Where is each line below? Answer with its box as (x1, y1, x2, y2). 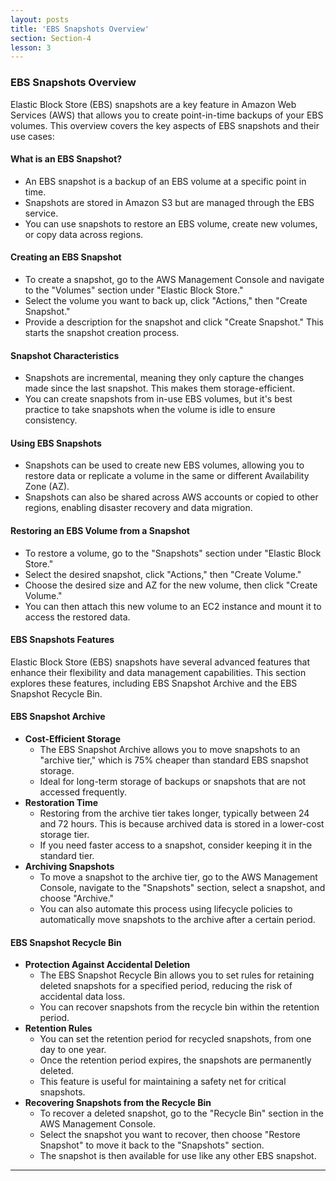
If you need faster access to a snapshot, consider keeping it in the (39, 839, 313, 851)
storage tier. (39, 828, 90, 840)
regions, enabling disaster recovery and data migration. (24, 502, 253, 514)
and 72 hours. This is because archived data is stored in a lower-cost (39, 817, 325, 830)
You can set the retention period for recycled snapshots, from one (39, 1033, 312, 1045)
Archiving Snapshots (24, 860, 115, 872)
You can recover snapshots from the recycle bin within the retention (39, 1001, 320, 1013)
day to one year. (39, 1044, 107, 1056)
